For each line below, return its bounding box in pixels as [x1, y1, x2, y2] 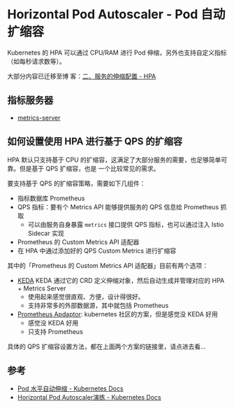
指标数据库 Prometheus [17, 194, 85, 202]
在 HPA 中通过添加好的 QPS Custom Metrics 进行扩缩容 [17, 246, 177, 255]
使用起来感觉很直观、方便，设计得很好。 [27, 292, 145, 301]
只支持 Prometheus [27, 327, 84, 336]
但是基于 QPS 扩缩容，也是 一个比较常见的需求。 [19, 164, 160, 172]
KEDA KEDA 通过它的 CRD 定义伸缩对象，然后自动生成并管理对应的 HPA [17, 276, 225, 284]
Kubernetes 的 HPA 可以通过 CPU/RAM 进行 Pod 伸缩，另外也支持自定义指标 [7, 48, 227, 57]
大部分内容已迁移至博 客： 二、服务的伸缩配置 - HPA [7, 71, 156, 80]
